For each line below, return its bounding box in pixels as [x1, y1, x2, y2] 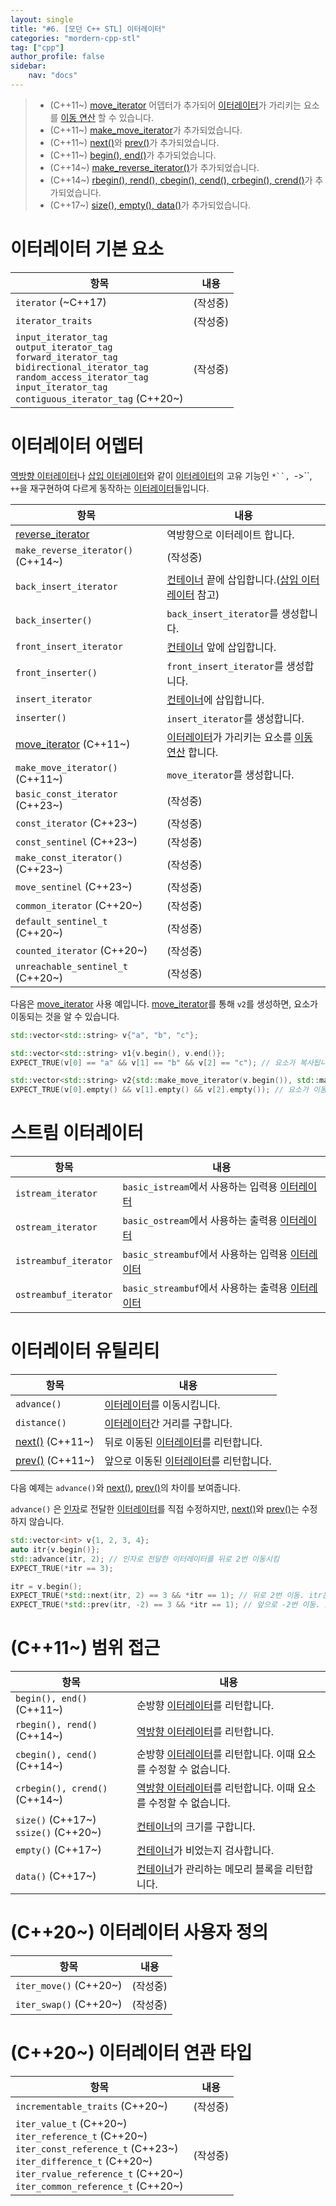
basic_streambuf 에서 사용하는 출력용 [122, 1281, 288, 1295]
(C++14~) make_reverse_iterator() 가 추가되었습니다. [49, 161, 260, 173]
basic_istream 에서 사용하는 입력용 [122, 1180, 278, 1194]
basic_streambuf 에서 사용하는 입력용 [122, 1247, 288, 1261]
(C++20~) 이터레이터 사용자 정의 [10, 1921, 269, 1944]
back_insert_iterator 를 [166, 606, 279, 620]
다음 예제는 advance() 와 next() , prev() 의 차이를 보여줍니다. [10, 1482, 241, 1493]
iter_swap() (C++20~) [15, 1997, 123, 2011]
